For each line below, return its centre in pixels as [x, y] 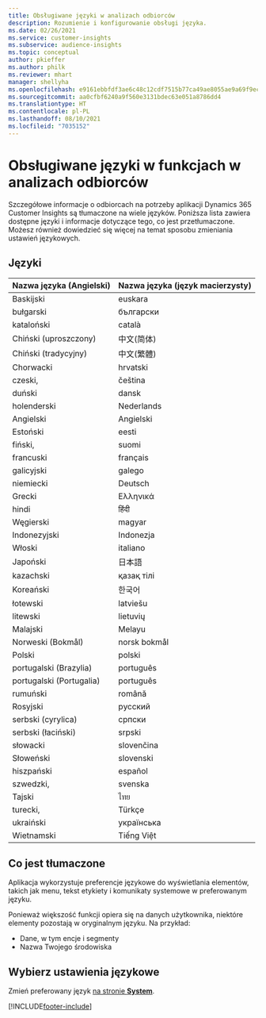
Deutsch [134, 483]
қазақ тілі [137, 575]
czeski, [25, 380]
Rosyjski [28, 706]
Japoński [29, 562]
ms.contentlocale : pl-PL [49, 112]
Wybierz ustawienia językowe [84, 972]
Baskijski [28, 298]
